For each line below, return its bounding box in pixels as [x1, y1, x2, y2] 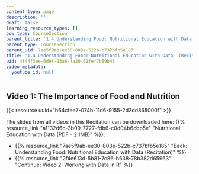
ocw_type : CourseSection [6, 31, 68, 37]
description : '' [6, 14, 46, 20]
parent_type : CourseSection [6, 42, 76, 48]
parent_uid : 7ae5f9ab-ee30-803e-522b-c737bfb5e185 [6, 47, 134, 53]
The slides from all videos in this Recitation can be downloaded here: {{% [6, 118, 185, 125]
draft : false [6, 20, 38, 25]
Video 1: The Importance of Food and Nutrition [6, 91, 181, 101]
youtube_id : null [11, 69, 54, 75]
